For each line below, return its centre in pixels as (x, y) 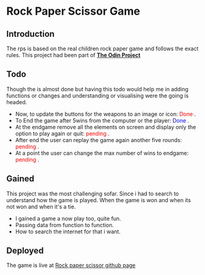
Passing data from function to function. (65, 225)
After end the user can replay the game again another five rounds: (99, 140)
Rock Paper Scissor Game (73, 11)
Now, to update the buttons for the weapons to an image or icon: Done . (106, 114)
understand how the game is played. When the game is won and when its (99, 200)
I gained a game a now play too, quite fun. (68, 218)
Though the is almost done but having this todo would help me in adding (97, 89)
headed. (17, 102)
